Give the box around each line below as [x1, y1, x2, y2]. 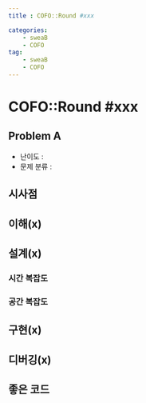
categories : [8, 26, 48, 34]
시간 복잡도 [8, 273, 49, 284]
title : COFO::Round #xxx [8, 11, 94, 20]
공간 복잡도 [8, 296, 49, 307]
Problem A [8, 130, 61, 143]
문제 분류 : [19, 162, 53, 171]
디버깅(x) [8, 353, 52, 366]
